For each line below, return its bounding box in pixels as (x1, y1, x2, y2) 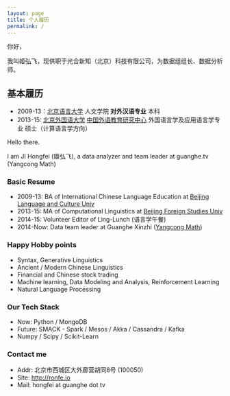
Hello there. (7, 138, 40, 146)
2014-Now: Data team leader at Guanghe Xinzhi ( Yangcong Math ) (16, 223, 203, 231)
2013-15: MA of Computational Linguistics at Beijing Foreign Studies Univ (16, 207, 223, 216)
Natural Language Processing (16, 285, 101, 293)
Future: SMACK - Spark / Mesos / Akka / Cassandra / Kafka (16, 325, 185, 334)
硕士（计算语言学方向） (25, 124, 91, 132)
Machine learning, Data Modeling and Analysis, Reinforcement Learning (16, 277, 220, 286)
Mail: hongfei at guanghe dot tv (16, 381, 106, 389)
